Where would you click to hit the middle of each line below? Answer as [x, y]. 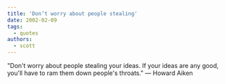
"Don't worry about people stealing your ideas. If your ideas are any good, [113, 66]
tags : [15, 26]
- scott [25, 46]
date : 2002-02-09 [32, 20]
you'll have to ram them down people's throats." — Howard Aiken [100, 73]
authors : [20, 40]
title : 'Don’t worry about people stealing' [72, 14]
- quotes [26, 33]
